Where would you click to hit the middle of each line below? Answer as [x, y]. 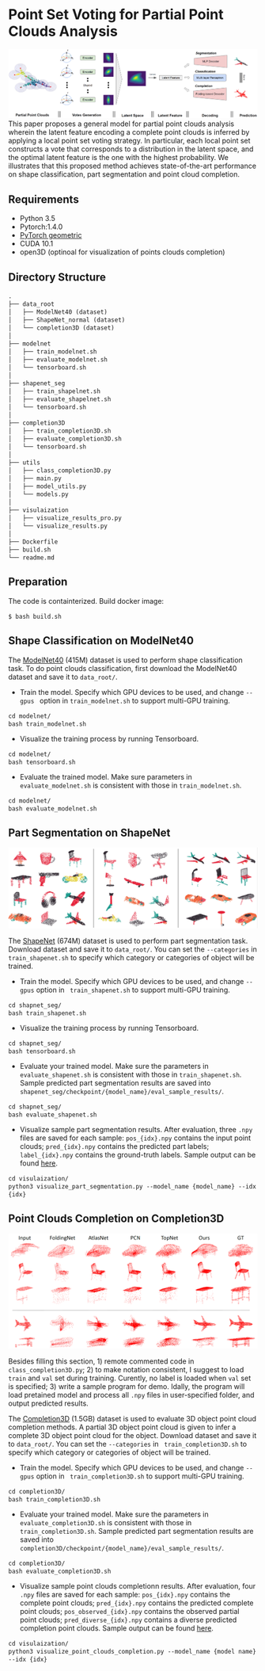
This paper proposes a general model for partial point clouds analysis [121, 124]
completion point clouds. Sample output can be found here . [116, 1628]
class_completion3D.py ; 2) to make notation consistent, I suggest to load [126, 1370]
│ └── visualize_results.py [58, 526]
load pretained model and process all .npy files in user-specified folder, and [131, 1395]
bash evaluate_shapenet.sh [53, 1115]
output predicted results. [48, 1403]
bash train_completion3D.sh [55, 1500]
